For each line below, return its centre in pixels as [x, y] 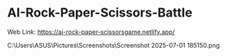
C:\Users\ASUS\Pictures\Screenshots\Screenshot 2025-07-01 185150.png [113, 45]
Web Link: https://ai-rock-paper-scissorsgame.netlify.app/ [91, 32]
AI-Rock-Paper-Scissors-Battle [100, 13]
